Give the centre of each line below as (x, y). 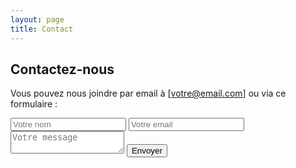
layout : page (37, 19)
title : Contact (42, 29)
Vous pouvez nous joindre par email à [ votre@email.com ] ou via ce (148, 93)
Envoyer (147, 151)
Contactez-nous (62, 69)
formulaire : (34, 104)
